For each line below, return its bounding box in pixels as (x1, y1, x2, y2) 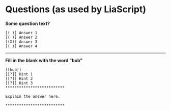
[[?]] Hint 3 (5, 80, 33, 86)
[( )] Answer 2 (5, 35, 38, 40)
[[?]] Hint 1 (5, 71, 33, 77)
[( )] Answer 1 (5, 30, 38, 35)
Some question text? (5, 20, 50, 26)
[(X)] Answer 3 (5, 39, 38, 44)
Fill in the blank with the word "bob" (5, 57, 83, 63)
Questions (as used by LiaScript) (5, 4, 147, 15)
